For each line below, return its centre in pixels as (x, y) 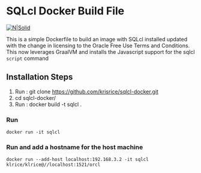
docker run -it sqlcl (33, 132)
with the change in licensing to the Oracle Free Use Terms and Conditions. (98, 45)
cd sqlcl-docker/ (35, 98)
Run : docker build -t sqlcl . (48, 104)
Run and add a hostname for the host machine (75, 147)
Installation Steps (40, 77)
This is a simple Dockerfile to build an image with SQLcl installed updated (97, 39)
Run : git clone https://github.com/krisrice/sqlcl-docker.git (87, 92)
